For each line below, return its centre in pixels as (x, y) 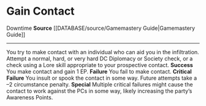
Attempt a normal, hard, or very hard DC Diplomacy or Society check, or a (100, 58)
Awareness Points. (30, 97)
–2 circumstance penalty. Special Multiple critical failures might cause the (100, 84)
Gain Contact (40, 11)
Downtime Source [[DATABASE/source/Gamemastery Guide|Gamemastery (101, 28)
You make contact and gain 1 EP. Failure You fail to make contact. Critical (99, 71)
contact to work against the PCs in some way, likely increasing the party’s (99, 91)
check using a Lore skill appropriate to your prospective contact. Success (100, 65)
